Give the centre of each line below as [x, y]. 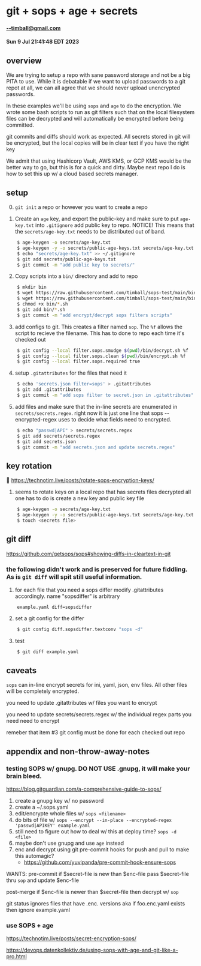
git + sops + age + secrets [72, 11]
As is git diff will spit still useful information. [74, 576]
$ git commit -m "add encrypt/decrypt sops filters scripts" [95, 315]
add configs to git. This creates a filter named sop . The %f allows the [98, 327]
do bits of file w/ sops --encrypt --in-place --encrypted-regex [93, 820]
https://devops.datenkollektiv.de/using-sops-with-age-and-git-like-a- [92, 950]
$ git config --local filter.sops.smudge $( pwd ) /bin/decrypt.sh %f [103, 350]
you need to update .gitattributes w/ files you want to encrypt [82, 703]
